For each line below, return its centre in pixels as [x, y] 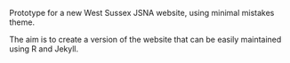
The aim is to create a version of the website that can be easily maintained [145, 39]
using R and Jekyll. [44, 49]
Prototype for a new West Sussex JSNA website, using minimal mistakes [142, 13]
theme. [22, 22]
